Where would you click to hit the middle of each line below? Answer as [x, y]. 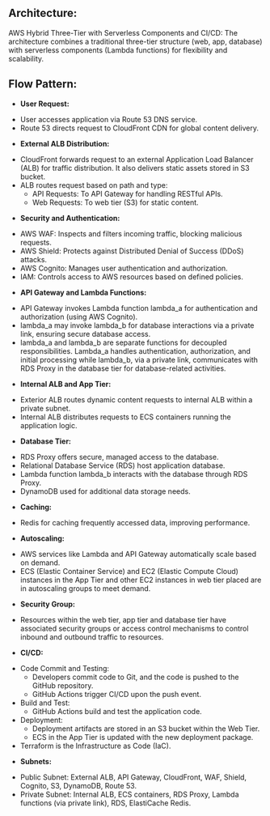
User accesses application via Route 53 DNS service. [109, 119]
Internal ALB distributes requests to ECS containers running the [126, 417]
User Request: [45, 104]
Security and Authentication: [70, 218]
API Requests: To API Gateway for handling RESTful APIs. [128, 193]
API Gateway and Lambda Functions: [83, 292]
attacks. [33, 259]
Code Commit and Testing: [65, 668]
